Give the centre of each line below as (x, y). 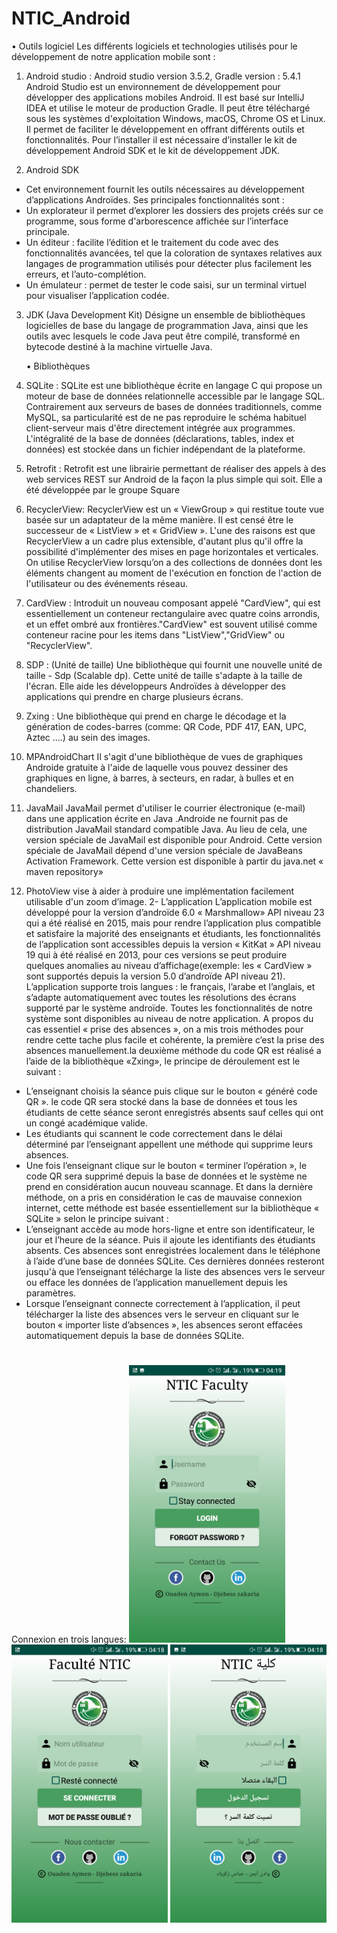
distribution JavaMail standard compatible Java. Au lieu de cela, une (166, 829)
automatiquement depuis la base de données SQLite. (135, 1335)
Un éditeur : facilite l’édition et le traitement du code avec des (152, 242)
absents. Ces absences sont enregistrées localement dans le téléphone (173, 1250)
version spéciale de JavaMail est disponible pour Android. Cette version (174, 839)
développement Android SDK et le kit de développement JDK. (153, 150)
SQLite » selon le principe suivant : (97, 1218)
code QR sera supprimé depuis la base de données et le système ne (166, 1176)
